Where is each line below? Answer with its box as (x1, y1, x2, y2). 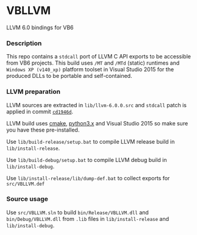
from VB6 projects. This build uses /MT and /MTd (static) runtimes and (6, 59, 180, 67)
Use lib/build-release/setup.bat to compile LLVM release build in (6, 138, 175, 145)
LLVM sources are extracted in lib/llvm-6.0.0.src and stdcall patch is (6, 101, 187, 108)
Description (6, 39, 42, 47)
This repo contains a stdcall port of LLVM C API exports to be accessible (6, 53, 191, 60)
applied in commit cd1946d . (6, 108, 74, 115)
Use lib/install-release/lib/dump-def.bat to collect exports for (6, 174, 170, 181)
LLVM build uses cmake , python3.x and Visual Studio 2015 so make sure (6, 119, 188, 127)
